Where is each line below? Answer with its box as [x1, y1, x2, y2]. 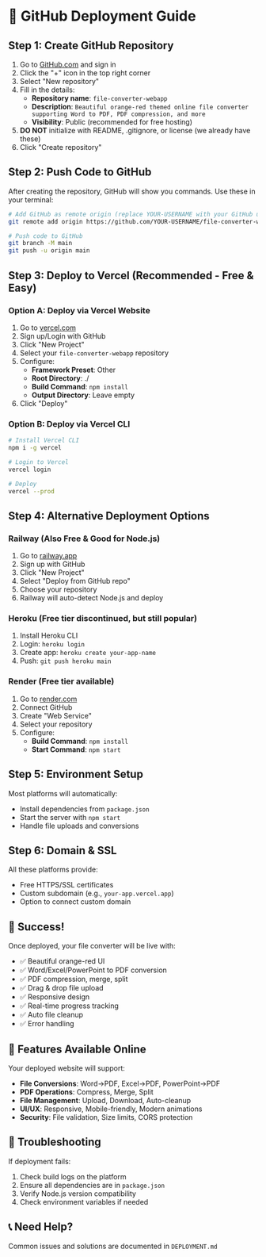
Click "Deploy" [19, 398, 68, 408]
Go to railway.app [19, 551, 78, 561]
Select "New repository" [19, 77, 100, 86]
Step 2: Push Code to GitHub [8, 166, 152, 179]
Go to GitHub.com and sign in [19, 59, 116, 69]
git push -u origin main [8, 247, 90, 255]
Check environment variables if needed [19, 1197, 149, 1206]
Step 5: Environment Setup [8, 768, 144, 781]
